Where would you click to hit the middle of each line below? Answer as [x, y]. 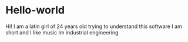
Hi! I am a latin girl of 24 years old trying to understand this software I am [94, 26]
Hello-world [35, 10]
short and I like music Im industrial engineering [62, 32]
